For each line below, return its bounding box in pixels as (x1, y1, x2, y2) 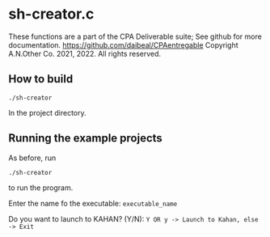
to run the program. (8, 183, 74, 193)
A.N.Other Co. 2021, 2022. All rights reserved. (8, 49, 162, 58)
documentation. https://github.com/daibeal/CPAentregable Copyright (8, 40, 238, 49)
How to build (8, 72, 74, 86)
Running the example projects (8, 131, 163, 146)
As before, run (8, 153, 57, 163)
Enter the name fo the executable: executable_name (8, 198, 178, 208)
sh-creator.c (8, 5, 95, 23)
